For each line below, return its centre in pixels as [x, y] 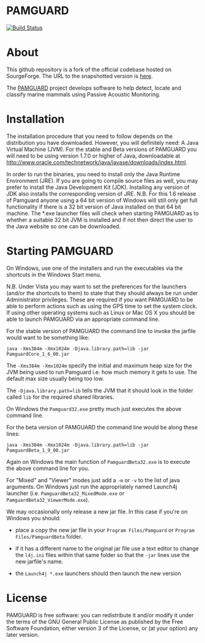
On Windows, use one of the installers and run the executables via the [95, 268]
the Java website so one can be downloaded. [64, 226]
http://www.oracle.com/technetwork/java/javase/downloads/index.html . [97, 162]
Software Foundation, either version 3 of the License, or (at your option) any [102, 628]
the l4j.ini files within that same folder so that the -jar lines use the [102, 555]
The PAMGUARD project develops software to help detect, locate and [94, 88]
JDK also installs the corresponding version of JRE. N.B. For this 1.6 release [101, 193]
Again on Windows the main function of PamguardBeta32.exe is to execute [99, 461]
